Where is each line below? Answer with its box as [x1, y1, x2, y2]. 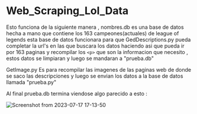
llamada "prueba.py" [6, 78, 57, 86]
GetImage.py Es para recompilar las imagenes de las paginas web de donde [6, 66, 192, 73]
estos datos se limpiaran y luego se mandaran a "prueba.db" [6, 55, 154, 62]
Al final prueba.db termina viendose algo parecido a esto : [6, 90, 148, 97]
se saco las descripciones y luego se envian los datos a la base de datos [6, 72, 183, 79]
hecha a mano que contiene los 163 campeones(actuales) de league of [6, 29, 179, 36]
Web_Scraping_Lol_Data [6, 4, 129, 18]
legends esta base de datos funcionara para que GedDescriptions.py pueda [6, 36, 191, 43]
